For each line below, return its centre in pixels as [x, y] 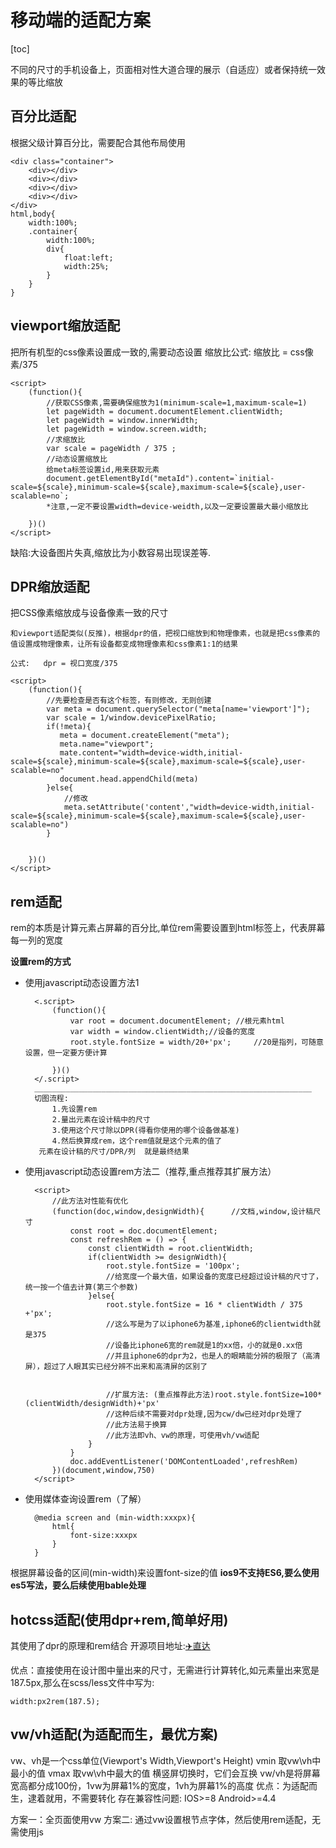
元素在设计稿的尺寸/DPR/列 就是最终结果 [114, 1152]
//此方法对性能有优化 [90, 1201]
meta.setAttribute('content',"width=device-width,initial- [189, 807]
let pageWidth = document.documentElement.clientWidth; [165, 411]
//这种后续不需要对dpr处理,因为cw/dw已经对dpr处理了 [204, 1414]
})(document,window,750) [103, 1471]
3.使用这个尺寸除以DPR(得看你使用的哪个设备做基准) [145, 1131]
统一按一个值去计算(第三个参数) [81, 1287]
